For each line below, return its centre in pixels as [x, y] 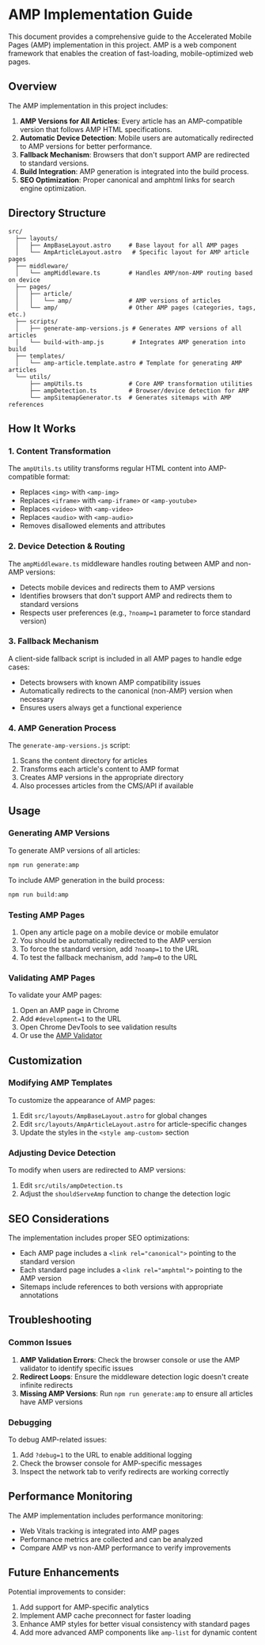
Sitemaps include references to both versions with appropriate [121, 1287]
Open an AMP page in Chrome [69, 1010]
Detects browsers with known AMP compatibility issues [110, 682]
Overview [33, 87]
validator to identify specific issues [76, 1368]
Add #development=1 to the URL [70, 1019]
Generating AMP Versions [59, 833]
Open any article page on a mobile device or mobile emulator [119, 932]
